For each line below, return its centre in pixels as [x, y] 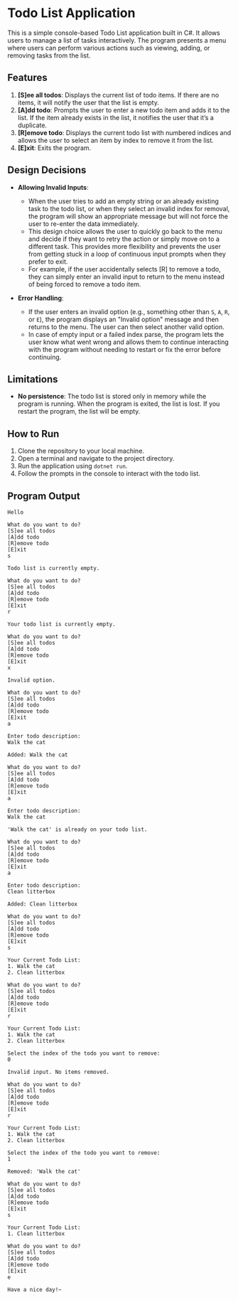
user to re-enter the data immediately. [84, 224]
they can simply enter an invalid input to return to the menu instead [126, 276]
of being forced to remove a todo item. [85, 284]
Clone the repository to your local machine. [81, 451]
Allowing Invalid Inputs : [53, 187]
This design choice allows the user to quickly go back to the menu [125, 231]
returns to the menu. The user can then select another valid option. [126, 327]
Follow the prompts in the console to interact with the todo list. [109, 473]
